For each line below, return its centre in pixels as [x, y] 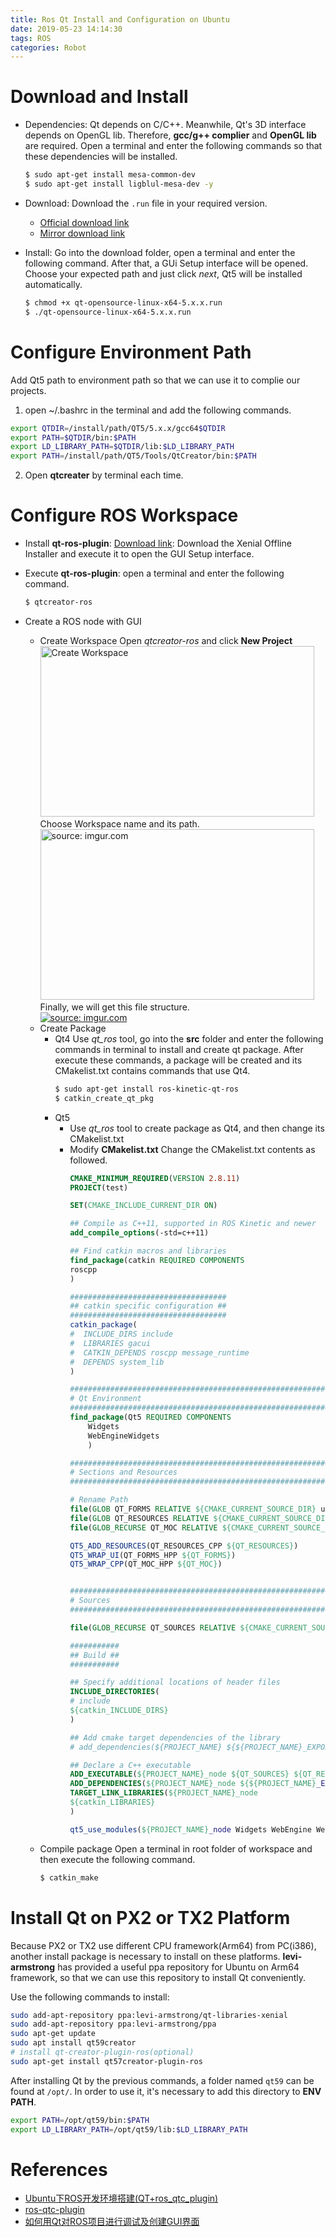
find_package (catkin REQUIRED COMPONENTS [157, 1260]
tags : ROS [31, 38]
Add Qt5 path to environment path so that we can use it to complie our [155, 380]
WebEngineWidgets [123, 1436]
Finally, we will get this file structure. [114, 1007]
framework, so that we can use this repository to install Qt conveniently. [158, 1977]
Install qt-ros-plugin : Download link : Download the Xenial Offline [158, 543]
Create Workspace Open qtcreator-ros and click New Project [166, 640]
